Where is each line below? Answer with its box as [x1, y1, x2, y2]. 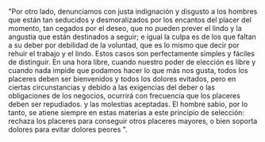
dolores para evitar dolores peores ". [8, 125, 129, 134]
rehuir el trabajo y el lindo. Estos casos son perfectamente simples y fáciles [8, 49, 255, 58]
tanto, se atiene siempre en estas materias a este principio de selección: [8, 108, 244, 117]
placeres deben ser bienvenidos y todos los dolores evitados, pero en [8, 75, 236, 83]
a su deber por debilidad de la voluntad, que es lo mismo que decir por [8, 40, 240, 50]
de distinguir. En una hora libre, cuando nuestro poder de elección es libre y [8, 57, 256, 67]
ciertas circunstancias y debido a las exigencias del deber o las [8, 83, 216, 92]
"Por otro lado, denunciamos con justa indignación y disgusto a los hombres [8, 7, 258, 16]
